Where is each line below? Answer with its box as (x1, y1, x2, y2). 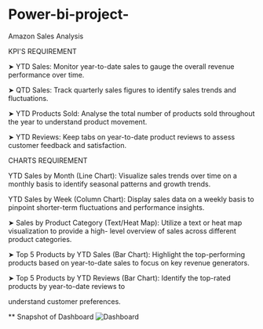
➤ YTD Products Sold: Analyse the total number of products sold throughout (8, 108, 255, 118)
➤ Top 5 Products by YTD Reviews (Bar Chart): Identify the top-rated (8, 273, 232, 283)
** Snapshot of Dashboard (8, 312, 94, 321)
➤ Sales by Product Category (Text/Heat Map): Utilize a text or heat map (8, 218, 243, 227)
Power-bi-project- (8, 5, 130, 23)
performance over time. (8, 70, 85, 79)
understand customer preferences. (8, 296, 122, 306)
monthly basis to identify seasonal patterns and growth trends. (8, 179, 211, 189)
